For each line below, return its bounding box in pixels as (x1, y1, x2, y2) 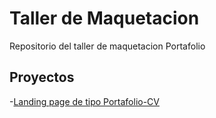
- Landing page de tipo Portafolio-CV (9, 95, 160, 107)
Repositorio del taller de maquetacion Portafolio (9, 40, 206, 52)
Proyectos (9, 69, 75, 86)
